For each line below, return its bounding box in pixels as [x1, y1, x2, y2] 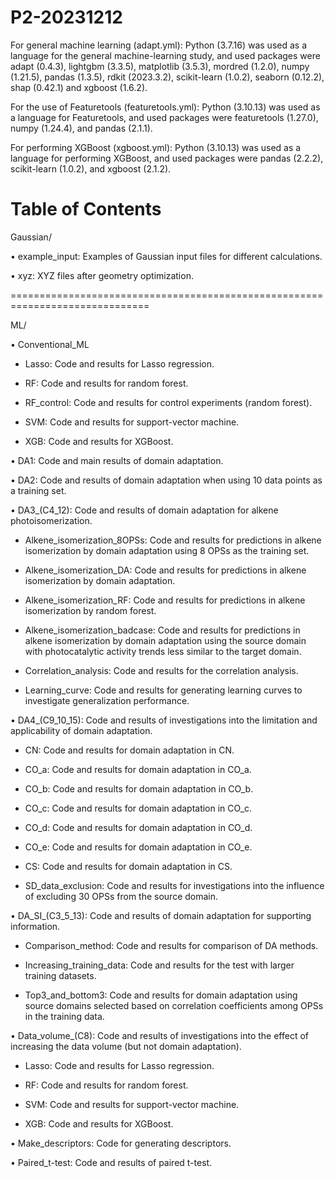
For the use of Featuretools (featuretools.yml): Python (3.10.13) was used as [10, 101, 321, 113]
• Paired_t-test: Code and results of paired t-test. [10, 1156, 213, 1168]
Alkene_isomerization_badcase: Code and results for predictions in [24, 624, 301, 636]
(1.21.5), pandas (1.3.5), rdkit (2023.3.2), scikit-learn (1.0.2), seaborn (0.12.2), [10, 71, 325, 83]
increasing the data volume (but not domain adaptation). [10, 1040, 242, 1052]
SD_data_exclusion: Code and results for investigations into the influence [24, 879, 325, 891]
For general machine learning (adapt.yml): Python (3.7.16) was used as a [10, 39, 308, 51]
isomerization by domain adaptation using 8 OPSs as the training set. [24, 544, 310, 556]
